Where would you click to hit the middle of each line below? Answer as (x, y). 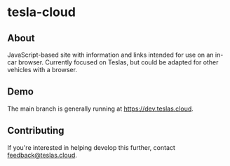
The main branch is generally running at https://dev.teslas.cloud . (101, 109)
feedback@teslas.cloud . (42, 155)
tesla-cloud (41, 12)
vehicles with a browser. (42, 70)
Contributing (36, 131)
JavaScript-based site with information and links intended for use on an (110, 55)
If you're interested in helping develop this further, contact (91, 147)
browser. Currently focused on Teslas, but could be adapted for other (119, 62)
